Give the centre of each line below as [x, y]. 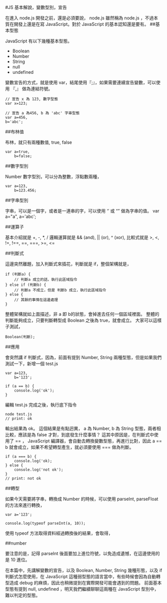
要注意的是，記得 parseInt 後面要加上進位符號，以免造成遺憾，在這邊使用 [80, 553]
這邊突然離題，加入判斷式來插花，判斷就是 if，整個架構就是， [68, 264]
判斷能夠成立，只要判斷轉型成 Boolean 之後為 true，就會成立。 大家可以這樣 [83, 320]
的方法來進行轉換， [25, 505]
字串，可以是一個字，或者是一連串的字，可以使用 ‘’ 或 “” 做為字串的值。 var [82, 211]
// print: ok [19, 418]
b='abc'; [14, 122]
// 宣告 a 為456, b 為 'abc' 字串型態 [42, 113]
